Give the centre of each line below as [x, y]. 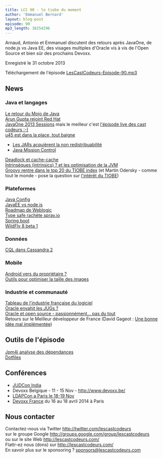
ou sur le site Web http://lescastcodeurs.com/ [52, 439]
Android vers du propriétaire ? [36, 274]
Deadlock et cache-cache [32, 159]
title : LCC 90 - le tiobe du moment [43, 10]
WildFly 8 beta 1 [22, 226]
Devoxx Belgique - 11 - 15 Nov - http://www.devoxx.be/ [69, 390]
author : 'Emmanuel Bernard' [34, 15]
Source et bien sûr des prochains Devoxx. [48, 54]
